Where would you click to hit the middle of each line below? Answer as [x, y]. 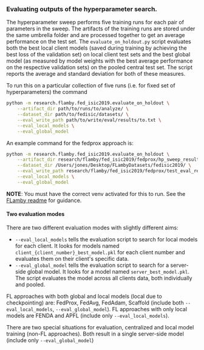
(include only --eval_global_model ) [50, 340]
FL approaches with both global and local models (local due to [84, 296]
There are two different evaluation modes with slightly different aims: [92, 227]
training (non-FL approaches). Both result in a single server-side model [95, 334]
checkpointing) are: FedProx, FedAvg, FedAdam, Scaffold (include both [95, 303]
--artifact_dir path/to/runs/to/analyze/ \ [73, 109]
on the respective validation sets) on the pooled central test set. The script [100, 67]
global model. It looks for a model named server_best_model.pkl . [108, 271]
